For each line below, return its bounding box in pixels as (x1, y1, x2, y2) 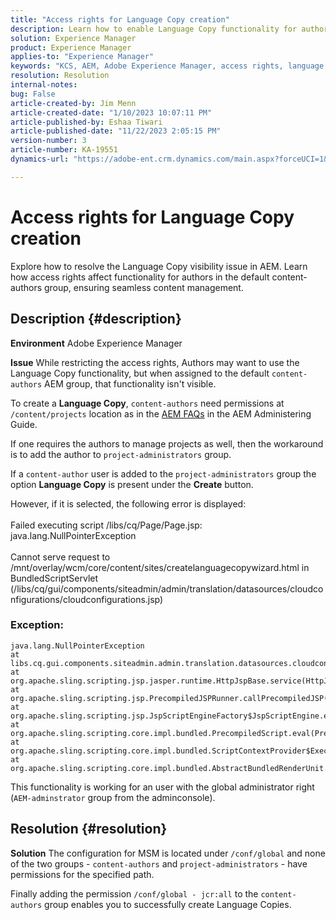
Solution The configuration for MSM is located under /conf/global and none (10, 847, 326, 859)
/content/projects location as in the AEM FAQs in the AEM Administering (10, 407, 312, 420)
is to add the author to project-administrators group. (10, 448, 232, 460)
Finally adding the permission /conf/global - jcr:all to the (10, 887, 259, 900)
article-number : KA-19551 (10, 145, 118, 155)
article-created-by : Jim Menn (10, 98, 137, 108)
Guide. (10, 418, 38, 430)
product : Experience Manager (10, 42, 132, 53)
